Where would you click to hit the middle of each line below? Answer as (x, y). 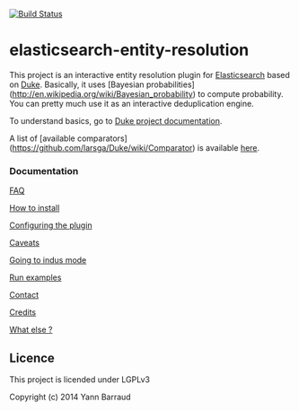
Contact (24, 295)
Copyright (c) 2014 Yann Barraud (70, 397)
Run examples (35, 277)
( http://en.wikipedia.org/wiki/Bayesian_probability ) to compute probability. (146, 93)
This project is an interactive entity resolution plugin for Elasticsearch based (149, 74)
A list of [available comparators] (68, 138)
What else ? (31, 330)
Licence (32, 358)
